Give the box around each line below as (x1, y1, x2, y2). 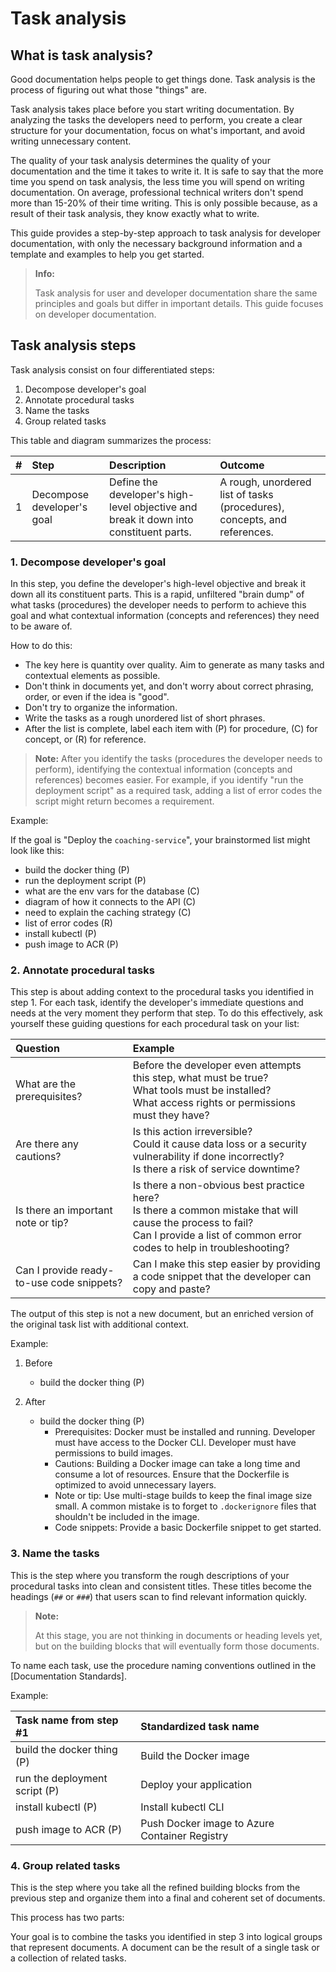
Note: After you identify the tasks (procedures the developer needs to (34, 753, 323, 765)
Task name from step (15, 1713, 119, 1727)
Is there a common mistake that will (132, 1203, 299, 1217)
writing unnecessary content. (10, 135, 132, 147)
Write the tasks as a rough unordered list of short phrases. (24, 712, 266, 724)
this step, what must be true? (132, 1071, 269, 1085)
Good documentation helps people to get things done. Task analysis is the (10, 73, 316, 85)
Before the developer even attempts (132, 1058, 302, 1072)
